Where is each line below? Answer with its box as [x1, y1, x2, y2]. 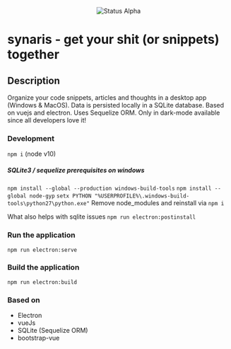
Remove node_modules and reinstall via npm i [91, 199, 225, 207]
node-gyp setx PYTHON [29, 193, 92, 200]
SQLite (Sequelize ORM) [17, 326, 88, 335]
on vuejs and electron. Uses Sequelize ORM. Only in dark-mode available [7, 108, 220, 117]
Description [7, 74, 60, 86]
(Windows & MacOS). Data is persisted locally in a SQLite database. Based [7, 101, 225, 109]
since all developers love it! [7, 116, 87, 124]
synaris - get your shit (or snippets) [7, 32, 220, 47]
